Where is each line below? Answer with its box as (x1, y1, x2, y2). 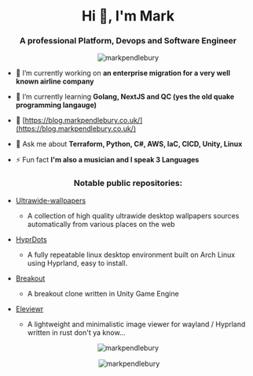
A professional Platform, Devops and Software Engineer (19, 35, 237, 47)
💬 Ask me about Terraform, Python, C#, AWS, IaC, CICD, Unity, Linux (15, 140, 243, 149)
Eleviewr (15, 303, 44, 314)
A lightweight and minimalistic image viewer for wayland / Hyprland (27, 319, 246, 329)
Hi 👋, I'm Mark (81, 7, 175, 25)
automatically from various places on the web (27, 219, 175, 229)
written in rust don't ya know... (27, 327, 126, 337)
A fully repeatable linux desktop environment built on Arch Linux (27, 250, 236, 259)
